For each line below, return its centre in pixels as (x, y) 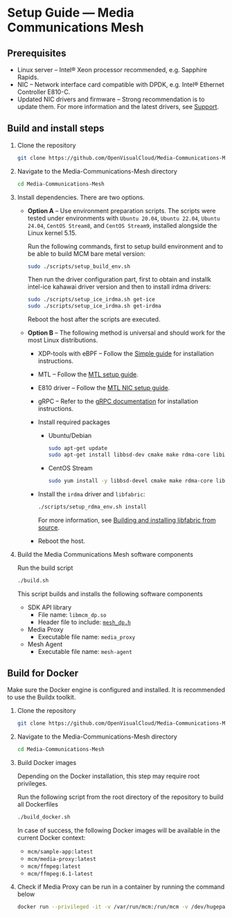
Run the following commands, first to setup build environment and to (125, 246)
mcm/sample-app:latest (60, 852)
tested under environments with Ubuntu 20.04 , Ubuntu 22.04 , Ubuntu (124, 218)
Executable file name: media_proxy (87, 637)
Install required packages (74, 422)
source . (49, 527)
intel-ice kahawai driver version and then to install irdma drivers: (119, 287)
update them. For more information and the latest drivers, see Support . (118, 107)
